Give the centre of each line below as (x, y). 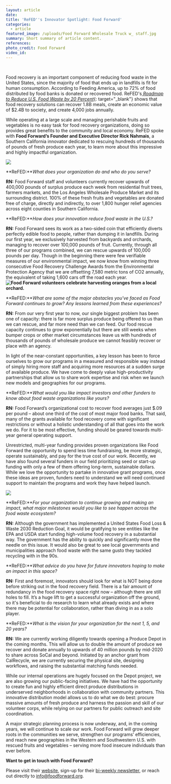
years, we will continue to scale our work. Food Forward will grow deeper (82, 729)
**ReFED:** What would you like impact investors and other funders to (81, 393)
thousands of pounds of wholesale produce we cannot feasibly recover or (83, 340)
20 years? (16, 629)
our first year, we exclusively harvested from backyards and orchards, (79, 239)
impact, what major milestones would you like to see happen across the (81, 508)
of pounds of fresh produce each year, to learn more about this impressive (84, 146)
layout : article (23, 10)
